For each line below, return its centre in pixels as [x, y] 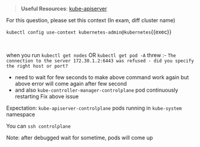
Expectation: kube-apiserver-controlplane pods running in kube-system [94, 108]
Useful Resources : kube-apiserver [64, 9]
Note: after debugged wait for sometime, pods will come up [80, 138]
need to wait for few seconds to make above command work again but [102, 77]
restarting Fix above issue [47, 96]
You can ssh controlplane [38, 126]
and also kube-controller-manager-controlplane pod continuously [96, 90]
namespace [21, 114]
